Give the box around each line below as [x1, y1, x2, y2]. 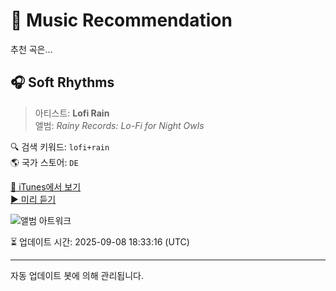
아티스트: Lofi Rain [34, 107, 110, 119]
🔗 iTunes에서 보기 [10, 180, 82, 193]
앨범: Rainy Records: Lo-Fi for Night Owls [34, 119, 205, 131]
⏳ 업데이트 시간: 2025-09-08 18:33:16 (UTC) [10, 235, 190, 248]
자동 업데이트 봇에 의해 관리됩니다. [10, 269, 144, 281]
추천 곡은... [10, 43, 53, 55]
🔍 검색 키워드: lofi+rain [10, 140, 110, 153]
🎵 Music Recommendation [10, 9, 233, 32]
